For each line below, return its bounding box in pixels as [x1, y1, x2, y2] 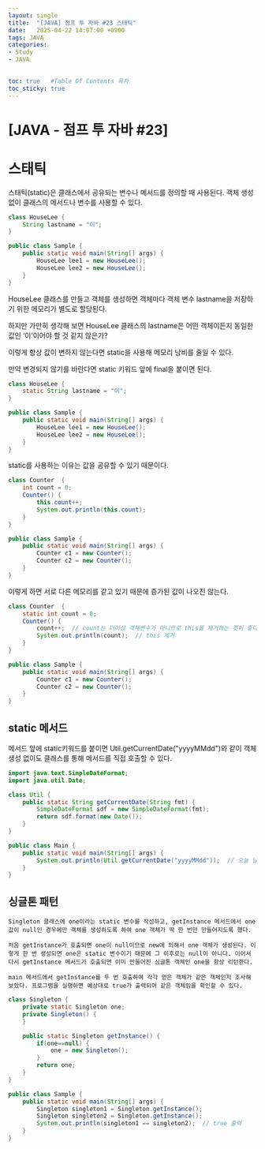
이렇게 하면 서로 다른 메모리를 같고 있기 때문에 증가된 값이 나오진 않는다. [8, 586, 229, 596]
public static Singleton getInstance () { [22, 1031, 160, 1040]
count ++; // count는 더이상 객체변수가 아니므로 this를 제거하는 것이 [36, 624, 244, 632]
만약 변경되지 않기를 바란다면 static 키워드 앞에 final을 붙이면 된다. [8, 364, 212, 373]
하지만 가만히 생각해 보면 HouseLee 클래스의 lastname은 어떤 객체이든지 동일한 [8, 320, 254, 330]
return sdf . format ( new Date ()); [36, 813, 144, 821]
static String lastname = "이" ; [22, 387, 128, 395]
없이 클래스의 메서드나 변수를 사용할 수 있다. [8, 197, 144, 207]
